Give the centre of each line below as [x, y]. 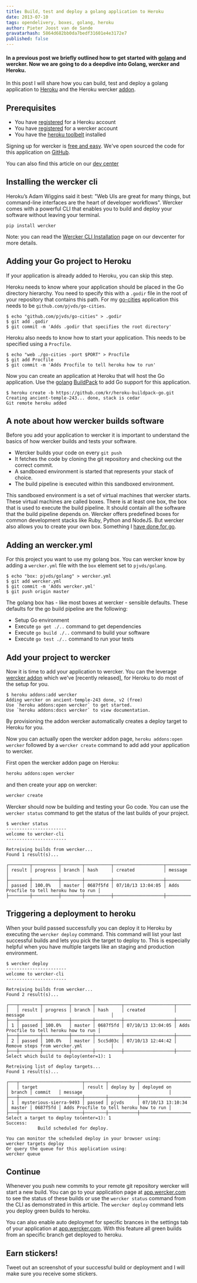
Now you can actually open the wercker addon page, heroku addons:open [94, 739]
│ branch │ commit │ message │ [89, 1092]
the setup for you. [28, 684]
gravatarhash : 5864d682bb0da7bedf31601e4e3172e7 [67, 34]
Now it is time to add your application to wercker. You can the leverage [91, 672]
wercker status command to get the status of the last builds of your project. [98, 813]
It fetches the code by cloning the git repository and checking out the [98, 459]
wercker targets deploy [35, 1144]
